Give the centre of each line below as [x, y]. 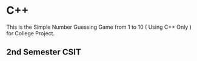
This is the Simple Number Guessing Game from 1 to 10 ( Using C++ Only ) [99, 27]
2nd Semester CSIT [44, 52]
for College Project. [31, 33]
